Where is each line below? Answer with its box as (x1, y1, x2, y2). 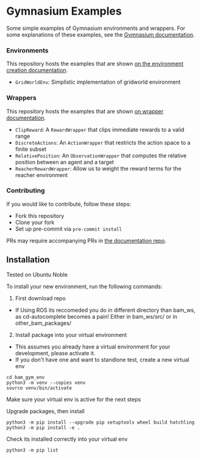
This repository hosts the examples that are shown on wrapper (6, 107, 164, 115)
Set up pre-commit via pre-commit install (15, 225, 122, 233)
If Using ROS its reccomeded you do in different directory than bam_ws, (15, 306, 196, 314)
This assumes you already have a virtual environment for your (15, 343, 171, 350)
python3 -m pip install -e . (6, 424, 80, 431)
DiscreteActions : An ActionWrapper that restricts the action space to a (15, 139, 191, 146)
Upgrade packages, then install (6, 407, 85, 414)
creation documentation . (6, 67, 68, 74)
